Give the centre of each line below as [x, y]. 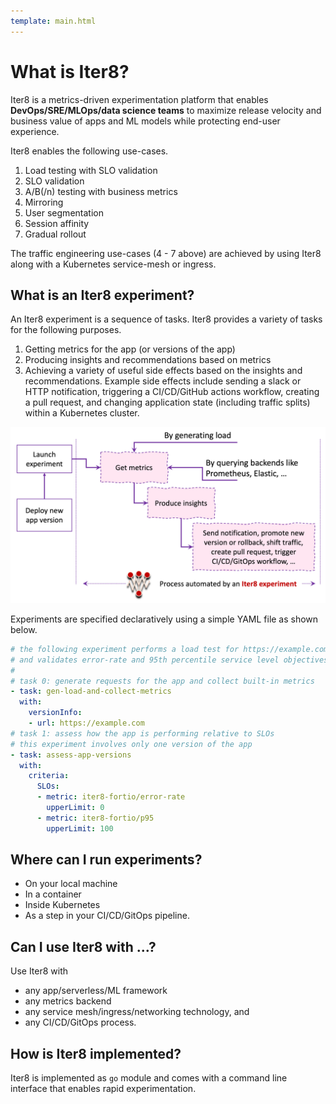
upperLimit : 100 [80, 828]
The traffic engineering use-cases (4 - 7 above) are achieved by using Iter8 [166, 253]
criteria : [49, 776]
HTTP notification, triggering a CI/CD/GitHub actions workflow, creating [172, 392]
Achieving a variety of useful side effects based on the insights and [163, 371]
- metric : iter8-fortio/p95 [95, 818]
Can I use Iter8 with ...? [83, 946]
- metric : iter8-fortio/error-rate [111, 797]
